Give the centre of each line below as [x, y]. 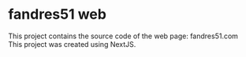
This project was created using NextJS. [72, 44]
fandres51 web [57, 14]
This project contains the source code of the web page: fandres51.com [123, 36]
